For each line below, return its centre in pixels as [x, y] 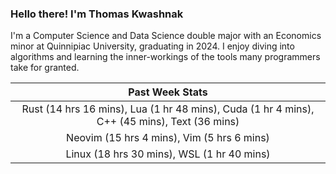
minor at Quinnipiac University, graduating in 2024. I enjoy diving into [152, 46]
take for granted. [45, 68]
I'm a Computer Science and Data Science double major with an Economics [166, 36]
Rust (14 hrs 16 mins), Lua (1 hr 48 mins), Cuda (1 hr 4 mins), [168, 109]
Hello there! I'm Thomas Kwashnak [97, 14]
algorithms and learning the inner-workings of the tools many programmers [165, 57]
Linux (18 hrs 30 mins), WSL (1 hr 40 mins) [168, 154]
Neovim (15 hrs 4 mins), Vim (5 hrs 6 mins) [168, 138]
